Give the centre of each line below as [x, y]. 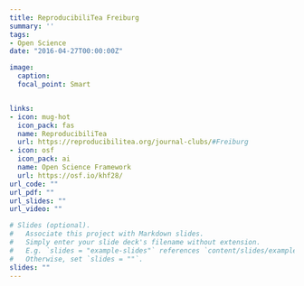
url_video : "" [36, 209]
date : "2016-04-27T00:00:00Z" [66, 51]
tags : [19, 34]
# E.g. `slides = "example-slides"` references [105, 250]
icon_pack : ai [44, 159]
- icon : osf [32, 151]
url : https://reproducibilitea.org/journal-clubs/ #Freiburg [133, 142]
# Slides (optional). [50, 226]
